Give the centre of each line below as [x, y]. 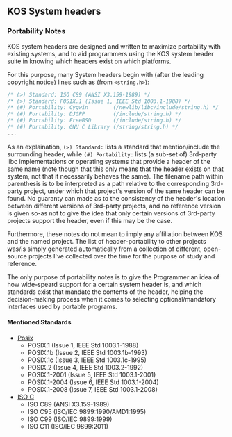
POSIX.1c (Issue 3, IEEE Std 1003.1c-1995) [87, 360]
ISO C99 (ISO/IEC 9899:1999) [70, 419]
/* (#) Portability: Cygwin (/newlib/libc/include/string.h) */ [113, 108]
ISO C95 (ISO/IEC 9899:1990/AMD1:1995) [87, 412]
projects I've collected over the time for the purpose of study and [122, 256]
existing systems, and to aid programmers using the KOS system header [110, 53]
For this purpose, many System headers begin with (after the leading [105, 74]
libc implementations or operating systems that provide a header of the [109, 161]
